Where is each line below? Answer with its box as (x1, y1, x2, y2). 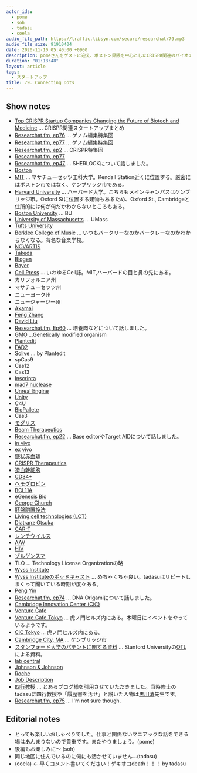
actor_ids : (6, 8, 33, 15)
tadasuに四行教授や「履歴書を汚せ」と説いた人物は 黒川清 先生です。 (14, 690, 180, 698)
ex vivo (14, 446, 32, 453)
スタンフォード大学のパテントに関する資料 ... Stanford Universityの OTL (14, 643, 186, 651)
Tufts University (14, 222, 53, 229)
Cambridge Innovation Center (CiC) (14, 601, 100, 608)
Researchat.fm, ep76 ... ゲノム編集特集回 (14, 131, 114, 138)
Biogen (14, 256, 32, 263)
